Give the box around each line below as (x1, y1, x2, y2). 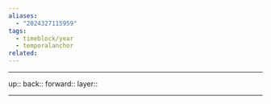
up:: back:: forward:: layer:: (8, 79, 98, 89)
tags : (8, 27, 27, 35)
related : (8, 49, 38, 57)
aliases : (8, 11, 38, 20)
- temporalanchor (15, 42, 74, 50)
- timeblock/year (15, 34, 74, 43)
